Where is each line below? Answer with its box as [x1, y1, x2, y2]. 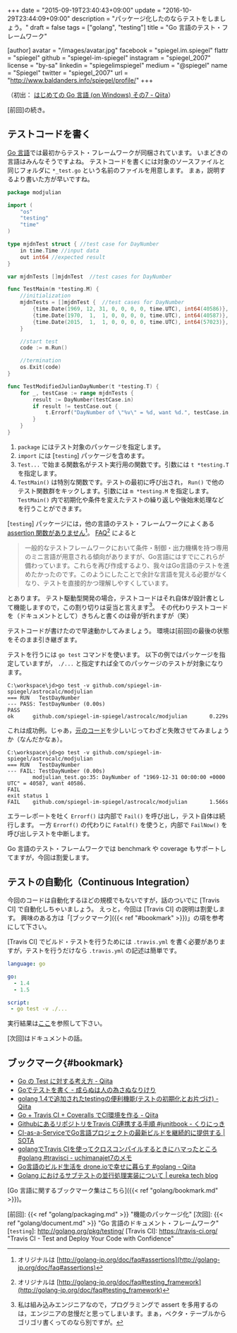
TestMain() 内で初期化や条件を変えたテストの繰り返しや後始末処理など [17, 495, 224, 504]
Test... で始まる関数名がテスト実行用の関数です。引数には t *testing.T [17, 460, 229, 469]
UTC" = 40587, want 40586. [7, 780, 87, 788]
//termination [20, 357, 61, 364]
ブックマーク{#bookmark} [7, 1056, 123, 1068]
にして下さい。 [7, 922, 51, 931]
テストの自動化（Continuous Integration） [7, 876, 195, 888]
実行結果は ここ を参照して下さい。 [7, 1019, 107, 1027]
